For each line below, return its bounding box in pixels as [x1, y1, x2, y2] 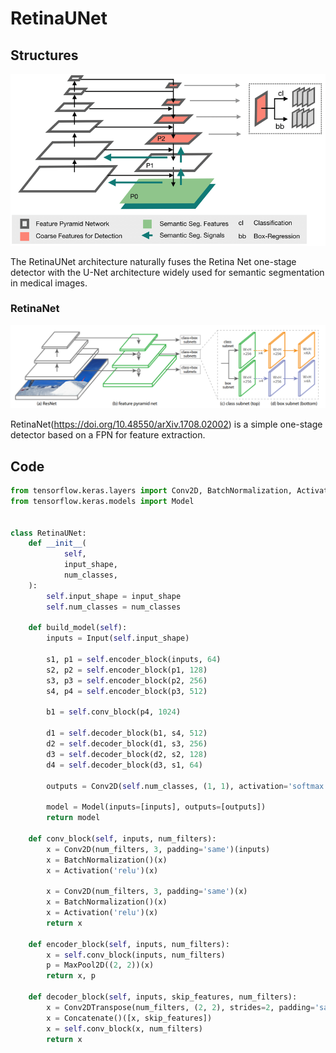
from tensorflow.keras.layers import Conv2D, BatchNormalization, [10, 486, 293, 496]
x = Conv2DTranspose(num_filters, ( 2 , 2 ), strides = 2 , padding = [46, 1002, 315, 1012]
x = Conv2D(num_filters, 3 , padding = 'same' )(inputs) [46, 844, 271, 854]
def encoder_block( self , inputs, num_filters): [28, 939, 230, 949]
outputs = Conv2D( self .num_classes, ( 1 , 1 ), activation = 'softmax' [46, 781, 329, 791]
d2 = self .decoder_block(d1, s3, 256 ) [46, 739, 208, 749]
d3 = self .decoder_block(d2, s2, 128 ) [46, 749, 208, 759]
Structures [10, 47, 79, 64]
